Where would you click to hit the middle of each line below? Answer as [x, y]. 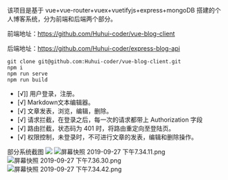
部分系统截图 [25, 152]
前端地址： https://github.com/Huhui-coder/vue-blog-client [91, 34]
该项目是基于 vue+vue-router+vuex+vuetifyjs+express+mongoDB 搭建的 [111, 10]
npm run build [28, 80]
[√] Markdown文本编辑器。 [56, 102]
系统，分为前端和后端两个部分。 [71, 19]
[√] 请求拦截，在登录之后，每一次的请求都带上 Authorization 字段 [110, 120]
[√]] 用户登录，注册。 [47, 93]
